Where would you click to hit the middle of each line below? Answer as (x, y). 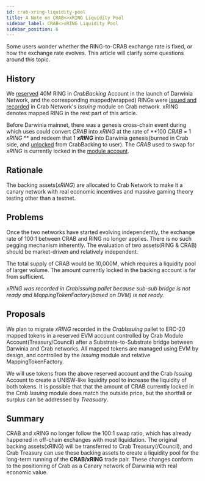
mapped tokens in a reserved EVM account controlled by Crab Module (95, 335)
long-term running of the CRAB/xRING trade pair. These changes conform (100, 460)
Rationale (25, 170)
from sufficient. (26, 276)
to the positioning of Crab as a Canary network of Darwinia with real (92, 466)
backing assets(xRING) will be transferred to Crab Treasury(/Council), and (99, 446)
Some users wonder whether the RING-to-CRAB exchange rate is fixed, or (99, 47)
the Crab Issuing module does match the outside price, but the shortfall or (99, 393)
